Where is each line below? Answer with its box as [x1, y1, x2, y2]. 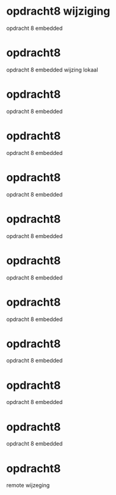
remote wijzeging [6, 482, 50, 489]
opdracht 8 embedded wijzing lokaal [6, 66, 98, 73]
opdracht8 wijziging [6, 4, 111, 18]
